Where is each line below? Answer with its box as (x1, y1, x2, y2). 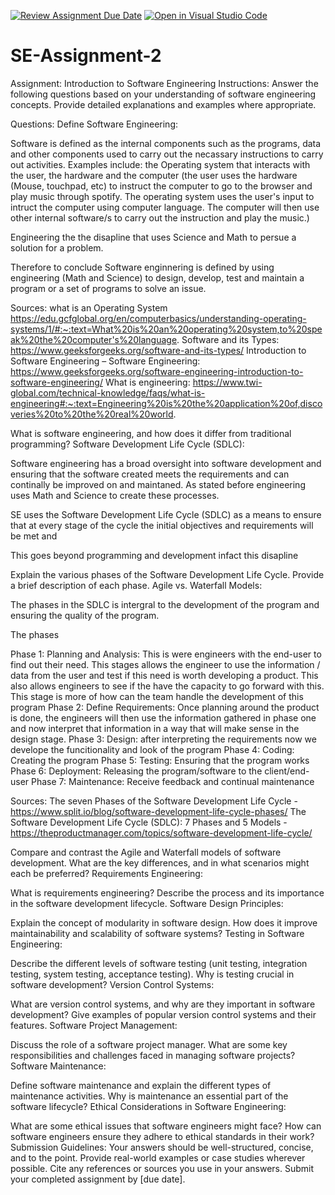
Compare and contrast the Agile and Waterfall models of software (10, 846, 282, 858)
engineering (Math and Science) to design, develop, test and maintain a (10, 271, 305, 284)
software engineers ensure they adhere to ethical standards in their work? (10, 1130, 315, 1142)
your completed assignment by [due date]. (10, 1173, 186, 1185)
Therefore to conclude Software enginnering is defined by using (10, 261, 275, 273)
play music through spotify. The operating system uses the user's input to (10, 190, 315, 202)
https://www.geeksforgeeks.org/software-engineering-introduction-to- (10, 365, 304, 377)
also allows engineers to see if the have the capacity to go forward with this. (10, 680, 325, 692)
